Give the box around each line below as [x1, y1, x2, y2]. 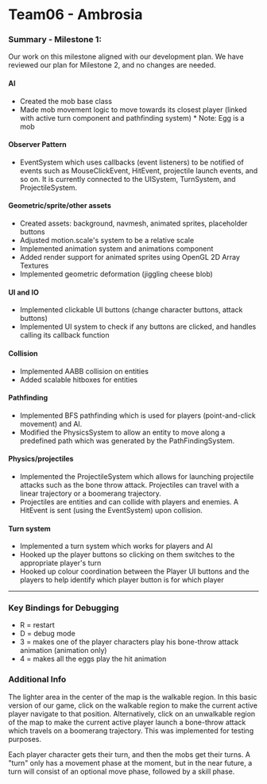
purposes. [8, 734, 42, 743]
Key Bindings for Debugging [8, 602, 119, 613]
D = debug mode [19, 629, 75, 639]
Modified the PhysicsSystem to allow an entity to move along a [19, 427, 226, 437]
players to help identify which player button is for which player [19, 575, 224, 585]
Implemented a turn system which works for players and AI [19, 542, 213, 551]
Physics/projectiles [8, 454, 74, 464]
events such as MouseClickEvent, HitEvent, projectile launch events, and [19, 165, 258, 176]
